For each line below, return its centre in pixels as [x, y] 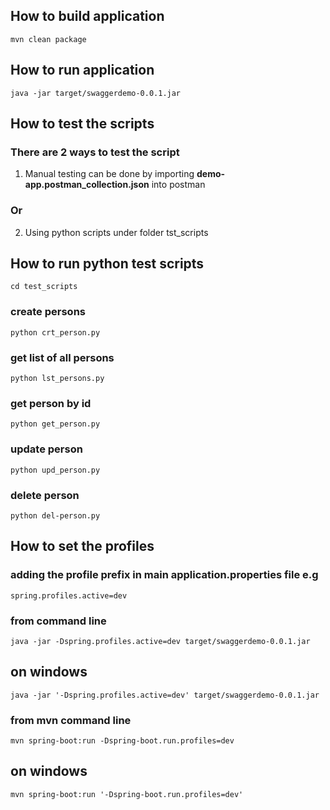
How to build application [87, 16]
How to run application [82, 70]
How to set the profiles [82, 546]
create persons [48, 312]
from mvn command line [71, 720]
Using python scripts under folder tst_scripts [116, 232]
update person [46, 449]
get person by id [51, 403]
